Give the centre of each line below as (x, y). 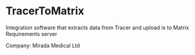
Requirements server (31, 33)
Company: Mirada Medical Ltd (43, 45)
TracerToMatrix (45, 11)
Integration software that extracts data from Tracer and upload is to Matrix (97, 27)
